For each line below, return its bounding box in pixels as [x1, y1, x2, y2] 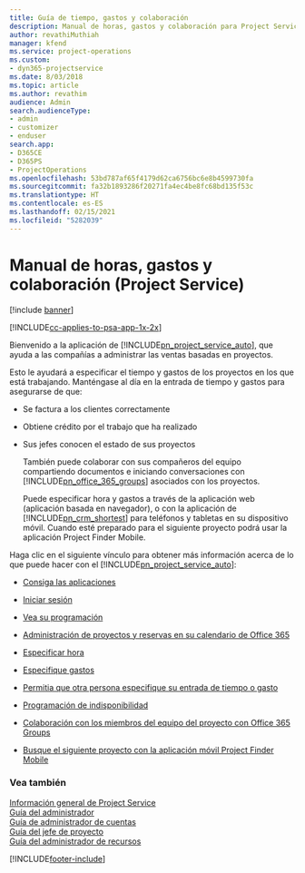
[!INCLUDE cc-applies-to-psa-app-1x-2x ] [9, 321, 162, 332]
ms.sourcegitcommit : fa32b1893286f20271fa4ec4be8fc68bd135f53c [9, 182, 254, 191]
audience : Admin [9, 97, 71, 107]
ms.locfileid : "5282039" [9, 215, 103, 225]
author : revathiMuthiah [9, 30, 100, 39]
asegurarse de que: [9, 386, 83, 397]
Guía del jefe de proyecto [9, 826, 104, 837]
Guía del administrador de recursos [9, 836, 142, 847]
